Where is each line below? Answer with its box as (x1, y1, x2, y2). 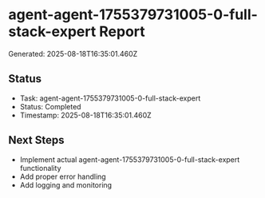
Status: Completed (19, 101, 81, 111)
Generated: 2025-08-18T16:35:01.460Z (8, 49, 138, 58)
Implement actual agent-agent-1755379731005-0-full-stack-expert (19, 154, 240, 164)
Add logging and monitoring (19, 180, 113, 189)
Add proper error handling (19, 172, 106, 181)
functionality (19, 163, 61, 172)
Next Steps (8, 133, 65, 147)
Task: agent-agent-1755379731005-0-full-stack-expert (19, 93, 201, 103)
